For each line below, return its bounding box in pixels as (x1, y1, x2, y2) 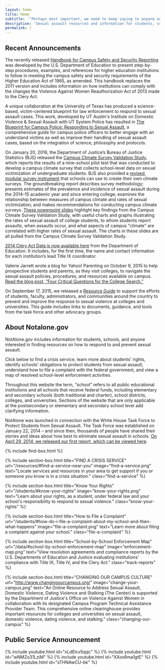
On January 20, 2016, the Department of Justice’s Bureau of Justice (5, 149, 142, 155)
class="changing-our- (106, 616, 151, 622)
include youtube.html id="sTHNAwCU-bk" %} (5, 659, 98, 665)
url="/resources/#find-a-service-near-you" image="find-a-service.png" (5, 462, 151, 468)
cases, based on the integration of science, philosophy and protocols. (5, 140, 146, 145)
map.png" (5, 549, 26, 555)
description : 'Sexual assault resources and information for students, (5, 21, 155, 26)
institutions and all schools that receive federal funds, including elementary (5, 387, 157, 392)
